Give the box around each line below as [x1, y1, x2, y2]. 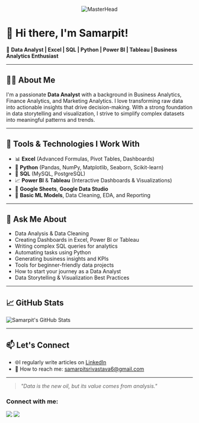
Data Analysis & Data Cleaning [14, 230, 89, 237]
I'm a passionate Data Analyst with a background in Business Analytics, [6, 91, 182, 98]
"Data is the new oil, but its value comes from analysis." [20, 383, 158, 389]
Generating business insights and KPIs [14, 255, 109, 263]
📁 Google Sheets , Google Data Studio [14, 185, 108, 192]
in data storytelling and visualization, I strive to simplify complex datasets [6, 110, 185, 117]
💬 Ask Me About [6, 214, 67, 224]
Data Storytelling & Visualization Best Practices [14, 274, 130, 282]
